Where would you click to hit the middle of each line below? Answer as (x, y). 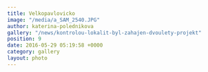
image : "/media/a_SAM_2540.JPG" (53, 20)
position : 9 (24, 39)
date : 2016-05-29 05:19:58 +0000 (55, 45)
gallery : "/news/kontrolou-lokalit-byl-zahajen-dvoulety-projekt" (104, 33)
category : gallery (33, 52)
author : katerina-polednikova (51, 26)
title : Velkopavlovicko (41, 13)
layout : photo (28, 58)
